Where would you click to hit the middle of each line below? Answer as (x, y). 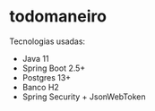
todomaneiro (58, 17)
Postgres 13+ (47, 77)
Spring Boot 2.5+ (54, 68)
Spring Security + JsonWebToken (84, 97)
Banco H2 (41, 87)
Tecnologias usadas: (47, 41)
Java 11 (35, 58)
